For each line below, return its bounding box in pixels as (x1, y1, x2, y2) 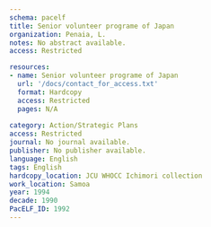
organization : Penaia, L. (9, 30, 106, 39)
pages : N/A (17, 104, 58, 113)
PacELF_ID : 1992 (9, 205, 70, 214)
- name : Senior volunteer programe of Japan (9, 71, 179, 81)
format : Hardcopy (17, 87, 83, 97)
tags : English (9, 162, 63, 171)
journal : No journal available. (9, 138, 130, 147)
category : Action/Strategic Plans (9, 121, 139, 130)
